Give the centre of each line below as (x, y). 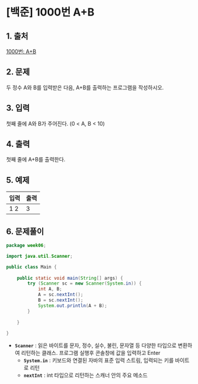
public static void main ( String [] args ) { (70, 278)
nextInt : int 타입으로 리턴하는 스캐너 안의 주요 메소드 (86, 375)
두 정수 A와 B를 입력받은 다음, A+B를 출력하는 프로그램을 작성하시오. (85, 88)
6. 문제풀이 (25, 231)
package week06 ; (26, 246)
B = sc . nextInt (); (60, 300)
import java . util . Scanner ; (39, 256)
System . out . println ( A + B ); (73, 305)
